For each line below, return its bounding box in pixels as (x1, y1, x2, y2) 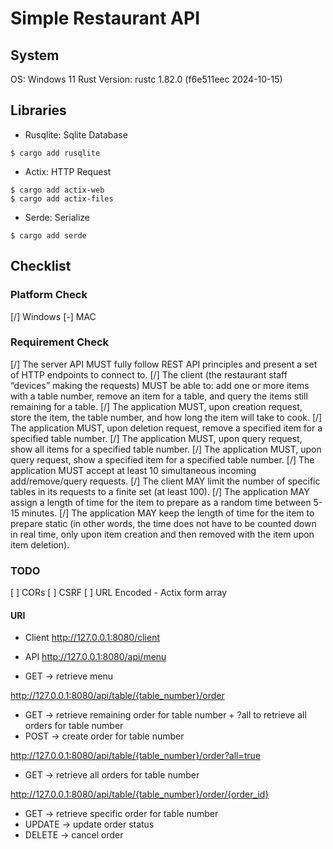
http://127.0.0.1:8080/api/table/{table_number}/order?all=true (10, 750, 262, 762)
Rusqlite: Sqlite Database (24, 128, 128, 141)
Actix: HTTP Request (24, 165, 112, 177)
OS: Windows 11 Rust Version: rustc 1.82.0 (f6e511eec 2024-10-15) (10, 73, 283, 85)
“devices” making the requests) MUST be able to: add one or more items (10, 379, 310, 391)
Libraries (10, 102, 67, 119)
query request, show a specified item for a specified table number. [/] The (10, 453, 315, 466)
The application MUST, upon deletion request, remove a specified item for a (10, 422, 323, 434)
